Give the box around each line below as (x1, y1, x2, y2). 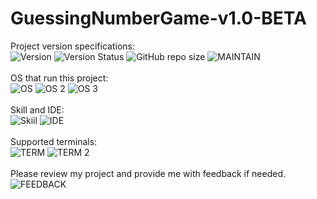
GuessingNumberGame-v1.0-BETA (10, 7, 307, 30)
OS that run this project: (10, 72, 109, 84)
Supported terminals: (10, 135, 98, 147)
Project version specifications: (10, 40, 135, 52)
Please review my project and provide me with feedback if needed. (10, 167, 287, 179)
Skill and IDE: (10, 103, 65, 116)
